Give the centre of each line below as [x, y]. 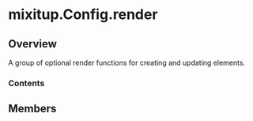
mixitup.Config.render [83, 15]
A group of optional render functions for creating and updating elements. [127, 62]
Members [32, 109]
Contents [26, 83]
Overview [33, 44]
